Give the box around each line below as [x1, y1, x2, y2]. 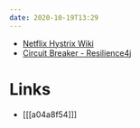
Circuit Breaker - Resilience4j [22, 47, 132, 59]
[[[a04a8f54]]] [22, 109, 78, 120]
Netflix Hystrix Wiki [22, 38, 95, 49]
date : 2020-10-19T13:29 [9, 13, 99, 23]
